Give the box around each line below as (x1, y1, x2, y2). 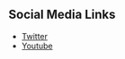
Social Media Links (8, 7, 116, 22)
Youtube (21, 40, 53, 51)
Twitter (21, 30, 49, 41)
